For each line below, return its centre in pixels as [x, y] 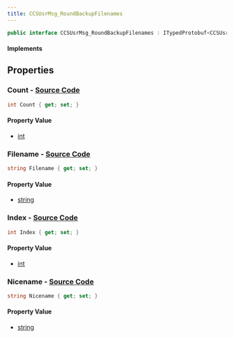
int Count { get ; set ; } [43, 105]
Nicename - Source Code [50, 282]
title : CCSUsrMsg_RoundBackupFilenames [65, 14]
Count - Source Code [44, 90]
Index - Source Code [43, 218]
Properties [31, 70]
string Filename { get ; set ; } [53, 169]
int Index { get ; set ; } [43, 232]
